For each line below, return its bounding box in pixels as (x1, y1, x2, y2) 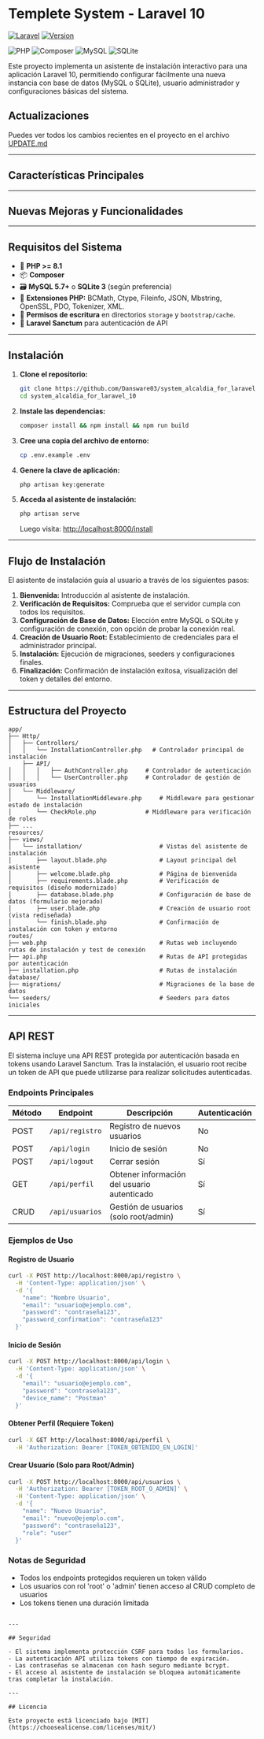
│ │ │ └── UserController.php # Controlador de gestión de (8, 773, 241, 781)
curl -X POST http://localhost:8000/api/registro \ (8, 1272, 181, 1280)
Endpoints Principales (8, 1087, 94, 1098)
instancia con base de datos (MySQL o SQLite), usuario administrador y (8, 78, 240, 87)
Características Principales (8, 169, 145, 182)
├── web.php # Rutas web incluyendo (8, 939, 237, 947)
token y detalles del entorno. (19, 674, 112, 684)
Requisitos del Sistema (8, 240, 123, 254)
